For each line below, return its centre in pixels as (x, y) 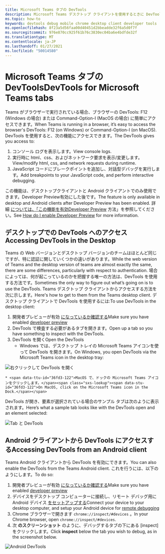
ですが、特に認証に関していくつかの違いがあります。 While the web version (81, 259)
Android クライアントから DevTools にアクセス (76, 440)
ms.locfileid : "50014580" (31, 51)
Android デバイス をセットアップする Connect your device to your (78, 503)
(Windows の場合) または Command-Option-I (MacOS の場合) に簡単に (76, 118)
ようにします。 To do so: (29, 475)
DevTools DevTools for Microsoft (72, 87)
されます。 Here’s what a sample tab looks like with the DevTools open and (80, 408)
